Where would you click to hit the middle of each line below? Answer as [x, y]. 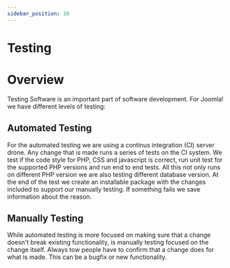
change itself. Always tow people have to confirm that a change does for [111, 250]
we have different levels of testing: [56, 106]
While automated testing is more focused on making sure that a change [109, 235]
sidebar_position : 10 [38, 14]
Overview [36, 80]
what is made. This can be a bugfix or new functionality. [87, 257]
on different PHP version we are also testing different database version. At [113, 174]
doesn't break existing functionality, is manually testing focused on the [108, 242]
